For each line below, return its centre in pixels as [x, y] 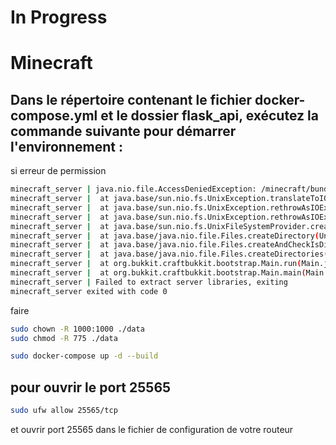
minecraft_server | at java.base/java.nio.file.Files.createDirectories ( [169, 254]
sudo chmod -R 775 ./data [64, 338]
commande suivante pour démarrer [123, 131]
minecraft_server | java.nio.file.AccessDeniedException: [133, 189]
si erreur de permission [58, 171]
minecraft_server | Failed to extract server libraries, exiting [149, 282]
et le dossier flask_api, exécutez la [209, 115]
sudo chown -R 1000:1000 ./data [77, 329]
